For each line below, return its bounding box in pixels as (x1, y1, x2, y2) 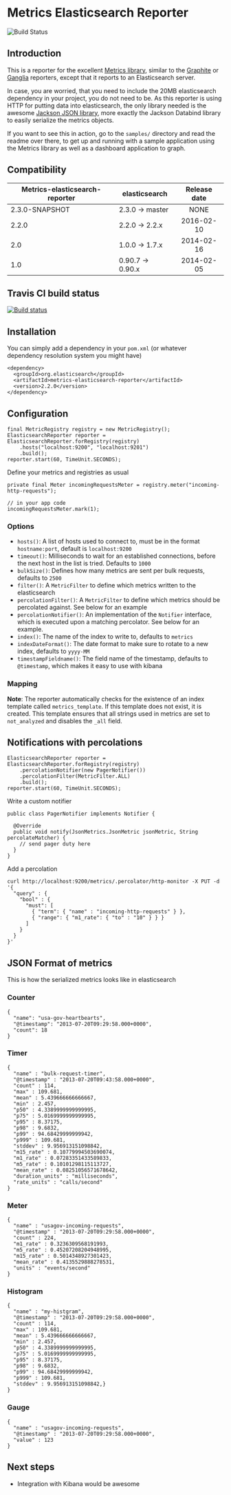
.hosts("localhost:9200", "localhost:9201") (19, 444, 149, 451)
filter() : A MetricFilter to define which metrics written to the (16, 581, 196, 590)
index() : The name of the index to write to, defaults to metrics (16, 632, 194, 641)
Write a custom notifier (7, 797, 72, 805)
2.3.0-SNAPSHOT (10, 205, 70, 214)
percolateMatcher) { (7, 834, 67, 842)
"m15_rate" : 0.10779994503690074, (13, 1148, 115, 1156)
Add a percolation (7, 865, 58, 873)
